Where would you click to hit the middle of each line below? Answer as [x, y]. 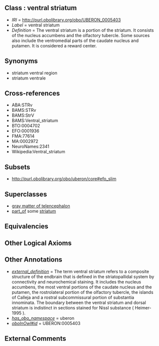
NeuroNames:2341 [30, 146]
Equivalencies [26, 226]
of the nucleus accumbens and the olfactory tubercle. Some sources [80, 35]
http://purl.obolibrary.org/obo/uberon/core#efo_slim [64, 179]
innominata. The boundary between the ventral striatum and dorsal [79, 303]
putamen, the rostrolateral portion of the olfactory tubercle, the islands [82, 292]
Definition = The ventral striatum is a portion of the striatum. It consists [83, 30]
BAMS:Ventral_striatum [35, 121]
